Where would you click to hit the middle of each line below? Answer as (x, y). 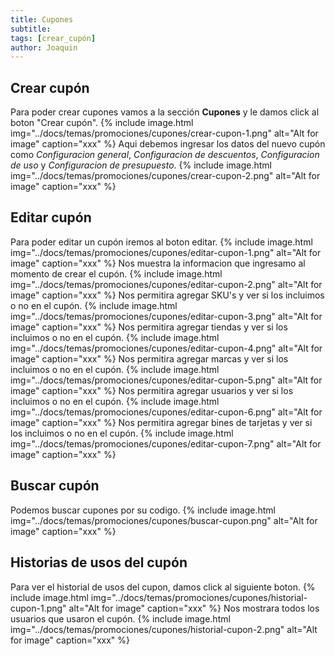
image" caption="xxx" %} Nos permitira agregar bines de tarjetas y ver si (161, 422)
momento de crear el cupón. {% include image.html (116, 273)
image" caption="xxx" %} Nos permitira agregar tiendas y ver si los (149, 327)
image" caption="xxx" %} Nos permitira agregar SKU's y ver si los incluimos (167, 295)
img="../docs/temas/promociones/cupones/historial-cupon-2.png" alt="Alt (164, 629)
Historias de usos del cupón (99, 562)
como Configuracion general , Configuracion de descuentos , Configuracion (165, 155)
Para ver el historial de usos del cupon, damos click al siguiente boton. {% (163, 587)
